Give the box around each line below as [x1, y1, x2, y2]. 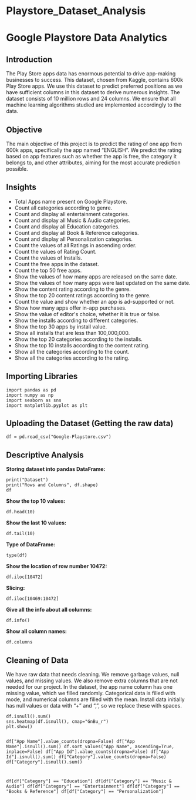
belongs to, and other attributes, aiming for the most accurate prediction [6, 159, 181, 166]
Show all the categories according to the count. [14, 348, 130, 355]
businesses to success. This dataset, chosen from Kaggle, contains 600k [6, 77, 184, 84]
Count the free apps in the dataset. [14, 260, 99, 267]
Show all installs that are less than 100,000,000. [14, 329, 130, 336]
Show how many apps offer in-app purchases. [14, 304, 127, 311]
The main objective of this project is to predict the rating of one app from [6, 140, 183, 147]
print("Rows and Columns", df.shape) [6, 482, 99, 488]
